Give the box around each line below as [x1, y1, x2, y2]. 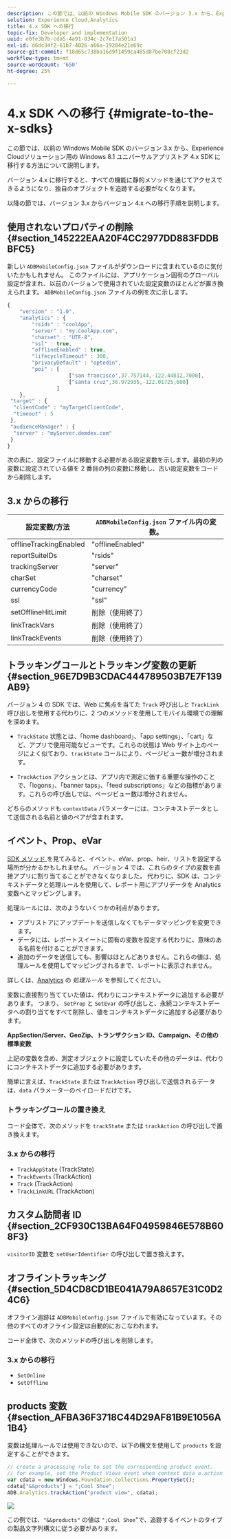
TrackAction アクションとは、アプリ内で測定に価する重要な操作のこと [16, 773, 215, 781]
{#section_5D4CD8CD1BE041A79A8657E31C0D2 [7, 1283, 223, 1295]
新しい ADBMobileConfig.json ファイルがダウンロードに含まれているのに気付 [7, 262, 223, 270]
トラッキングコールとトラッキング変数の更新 [7, 659, 197, 671]
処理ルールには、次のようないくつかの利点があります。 [7, 903, 164, 912]
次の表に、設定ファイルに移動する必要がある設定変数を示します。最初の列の [7, 455, 223, 464]
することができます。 [12, 1450, 74, 1459]
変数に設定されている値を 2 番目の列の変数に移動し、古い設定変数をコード [7, 464, 219, 473]
